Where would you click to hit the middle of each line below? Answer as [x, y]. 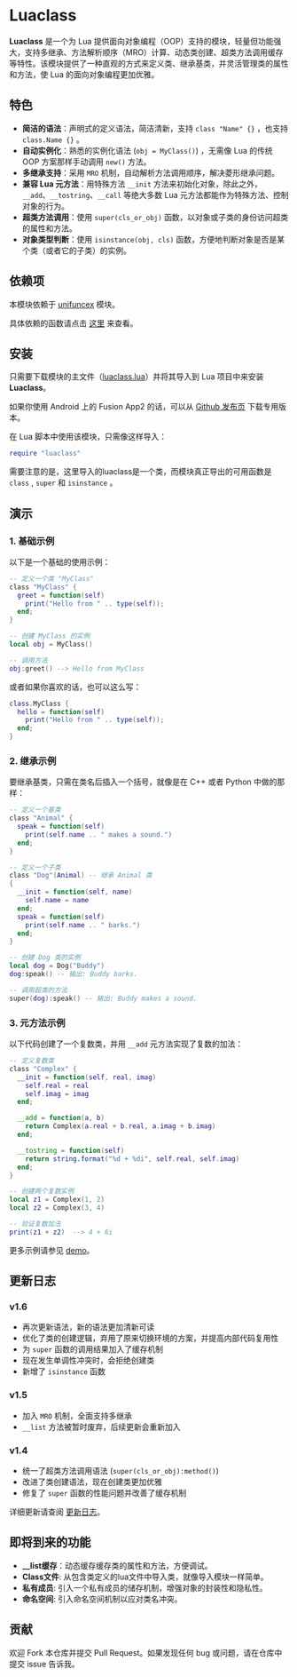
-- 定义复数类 [32, 1061]
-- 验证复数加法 [35, 1224]
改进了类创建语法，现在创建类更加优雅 [92, 1482]
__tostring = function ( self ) [71, 1150]
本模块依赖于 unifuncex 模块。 [65, 304]
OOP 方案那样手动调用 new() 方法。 [86, 162]
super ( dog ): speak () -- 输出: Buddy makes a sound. [103, 998]
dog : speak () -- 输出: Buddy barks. [74, 974]
